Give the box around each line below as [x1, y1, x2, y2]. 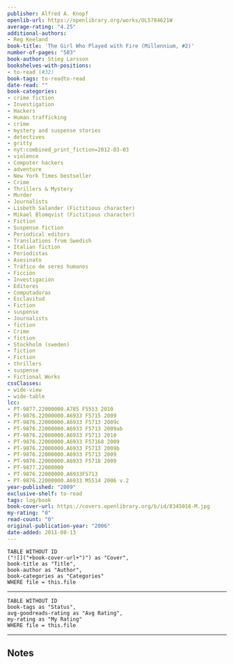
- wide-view [7, 386, 42, 393]
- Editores [7, 282, 39, 289]
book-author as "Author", [7, 566, 82, 573]
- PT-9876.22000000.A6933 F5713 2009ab [7, 425, 123, 432]
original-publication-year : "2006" [7, 522, 111, 529]
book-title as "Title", [7, 560, 77, 567]
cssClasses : [7, 379, 42, 387]
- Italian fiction [7, 243, 61, 251]
